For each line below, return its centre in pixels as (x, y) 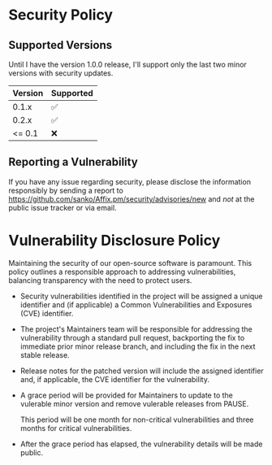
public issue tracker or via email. (63, 207)
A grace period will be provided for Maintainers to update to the (126, 395)
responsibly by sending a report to (66, 190)
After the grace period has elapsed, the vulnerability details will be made (141, 444)
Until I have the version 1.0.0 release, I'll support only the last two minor (128, 64)
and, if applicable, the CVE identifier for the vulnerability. (114, 379)
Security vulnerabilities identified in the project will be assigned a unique (141, 296)
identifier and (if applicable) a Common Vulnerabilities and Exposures (136, 304)
